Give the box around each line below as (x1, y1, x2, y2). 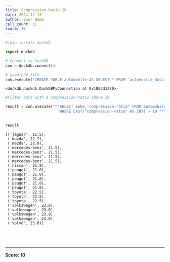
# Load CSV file (5, 72, 39, 78)
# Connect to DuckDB (5, 58, 49, 63)
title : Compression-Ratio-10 (5, 7, 67, 13)
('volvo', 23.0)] (7, 220, 44, 226)
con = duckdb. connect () (5, 63, 56, 68)
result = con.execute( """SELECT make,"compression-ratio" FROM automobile (5, 104, 166, 109)
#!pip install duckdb (5, 40, 51, 46)
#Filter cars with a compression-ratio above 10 (5, 95, 110, 100)
